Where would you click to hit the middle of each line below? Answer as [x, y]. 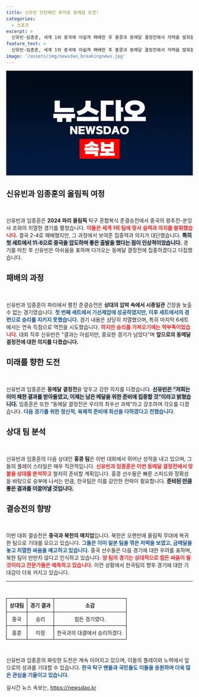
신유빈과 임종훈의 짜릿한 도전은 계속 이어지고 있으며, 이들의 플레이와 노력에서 [95, 660]
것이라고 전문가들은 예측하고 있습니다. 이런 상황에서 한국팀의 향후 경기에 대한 [94, 565]
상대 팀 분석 [26, 432]
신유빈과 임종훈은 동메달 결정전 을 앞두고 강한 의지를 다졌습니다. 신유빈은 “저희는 [98, 389]
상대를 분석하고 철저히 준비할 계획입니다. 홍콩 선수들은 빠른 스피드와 [95, 473]
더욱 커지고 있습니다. [46, 573]
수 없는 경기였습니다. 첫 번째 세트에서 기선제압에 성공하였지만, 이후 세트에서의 [95, 312]
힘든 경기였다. [90, 619]
